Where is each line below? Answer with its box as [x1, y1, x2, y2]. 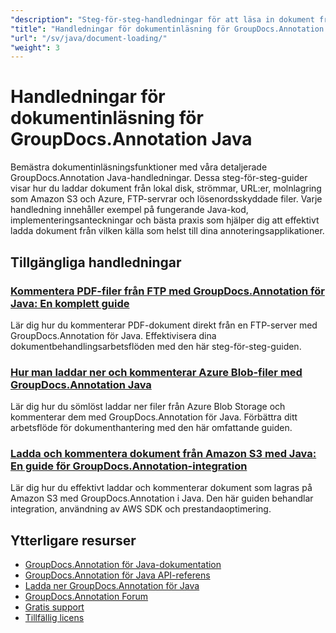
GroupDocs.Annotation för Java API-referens [24, 569, 211, 581]
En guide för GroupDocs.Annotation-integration [10, 459, 248, 473]
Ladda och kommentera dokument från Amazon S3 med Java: [10, 447, 317, 461]
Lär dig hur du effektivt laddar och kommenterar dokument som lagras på [10, 482, 313, 494]
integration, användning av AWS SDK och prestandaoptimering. [10, 503, 272, 515]
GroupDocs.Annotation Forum [24, 591, 149, 603]
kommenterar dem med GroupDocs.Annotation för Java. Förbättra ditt [10, 411, 298, 423]
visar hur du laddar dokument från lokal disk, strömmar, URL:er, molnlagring [10, 182, 322, 195]
